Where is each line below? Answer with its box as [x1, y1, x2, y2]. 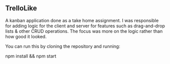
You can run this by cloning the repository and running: [5, 43, 120, 49]
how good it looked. [5, 33, 47, 39]
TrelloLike [5, 4, 37, 13]
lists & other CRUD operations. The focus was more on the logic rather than [5, 28, 163, 34]
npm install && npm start [5, 53, 57, 59]
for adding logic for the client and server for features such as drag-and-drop [5, 23, 165, 29]
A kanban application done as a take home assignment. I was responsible [5, 17, 159, 23]
